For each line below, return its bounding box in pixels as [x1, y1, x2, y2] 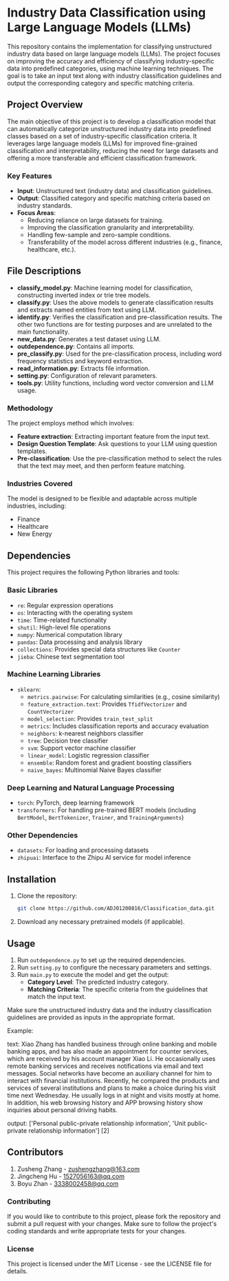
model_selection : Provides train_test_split [27, 714, 153, 723]
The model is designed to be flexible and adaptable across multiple [7, 494, 197, 503]
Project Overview [7, 99, 83, 111]
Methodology [7, 403, 54, 413]
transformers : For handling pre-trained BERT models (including [17, 806, 196, 814]
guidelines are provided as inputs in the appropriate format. [7, 1013, 175, 1021]
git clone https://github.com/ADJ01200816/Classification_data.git [17, 905, 215, 912]
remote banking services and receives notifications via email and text [7, 1062, 204, 1070]
